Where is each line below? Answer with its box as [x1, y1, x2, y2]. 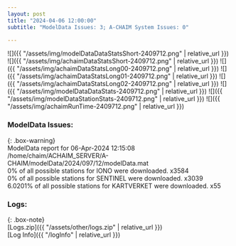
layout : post [7, 10, 46, 18]
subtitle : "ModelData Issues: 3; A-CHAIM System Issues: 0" [7, 23, 190, 31]
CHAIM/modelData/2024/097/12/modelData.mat [7, 159, 149, 167]
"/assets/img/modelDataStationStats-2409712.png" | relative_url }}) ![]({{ [7, 95, 220, 103]
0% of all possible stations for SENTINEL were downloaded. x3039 [7, 173, 204, 182]
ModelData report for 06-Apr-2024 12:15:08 [7, 144, 135, 152]
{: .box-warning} [7, 136, 55, 144]
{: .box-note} [7, 215, 45, 224]
